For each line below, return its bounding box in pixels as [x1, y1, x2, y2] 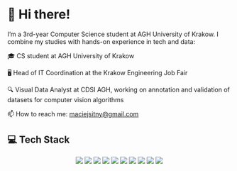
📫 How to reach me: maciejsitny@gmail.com [7, 109, 139, 118]
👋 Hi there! [7, 6, 71, 23]
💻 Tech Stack [7, 134, 70, 146]
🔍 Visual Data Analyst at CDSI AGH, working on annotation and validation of [7, 85, 231, 94]
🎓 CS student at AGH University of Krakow [7, 51, 135, 60]
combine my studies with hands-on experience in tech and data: [7, 37, 196, 45]
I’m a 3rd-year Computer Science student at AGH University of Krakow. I [7, 30, 219, 38]
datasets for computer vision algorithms [7, 95, 124, 104]
